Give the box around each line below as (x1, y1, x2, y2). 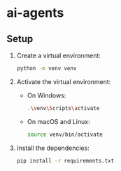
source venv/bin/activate (27, 131, 103, 138)
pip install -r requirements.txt (16, 157, 115, 164)
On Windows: (27, 91, 66, 100)
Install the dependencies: (16, 144, 90, 152)
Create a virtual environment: (16, 51, 101, 60)
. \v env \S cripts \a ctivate (27, 104, 100, 111)
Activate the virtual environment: (16, 77, 111, 85)
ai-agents (6, 5, 64, 21)
